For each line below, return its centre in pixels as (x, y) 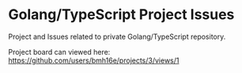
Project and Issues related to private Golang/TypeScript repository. (117, 36)
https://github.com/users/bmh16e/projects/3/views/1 (94, 60)
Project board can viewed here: (59, 52)
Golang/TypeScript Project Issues (121, 15)
